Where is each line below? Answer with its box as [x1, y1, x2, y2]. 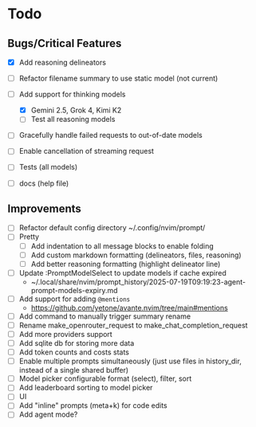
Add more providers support [18, 329, 112, 339]
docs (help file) [18, 178, 69, 188]
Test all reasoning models [30, 115, 116, 124]
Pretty [18, 232, 40, 241]
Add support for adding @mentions [18, 294, 131, 304]
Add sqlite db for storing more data [18, 339, 135, 347]
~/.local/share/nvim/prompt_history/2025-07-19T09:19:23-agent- [30, 276, 246, 287]
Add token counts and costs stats [18, 347, 129, 357]
